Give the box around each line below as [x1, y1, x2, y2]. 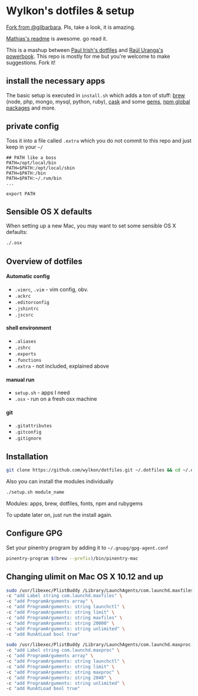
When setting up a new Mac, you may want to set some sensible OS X [6, 222, 176, 229]
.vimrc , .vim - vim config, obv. [14, 286, 88, 293]
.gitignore [14, 436, 42, 441]
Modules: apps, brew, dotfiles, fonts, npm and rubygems [6, 500, 143, 507]
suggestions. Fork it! [6, 59, 56, 66]
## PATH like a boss [6, 154, 57, 160]
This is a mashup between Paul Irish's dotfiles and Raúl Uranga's [6, 46, 164, 54]
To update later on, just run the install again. [6, 512, 113, 519]
